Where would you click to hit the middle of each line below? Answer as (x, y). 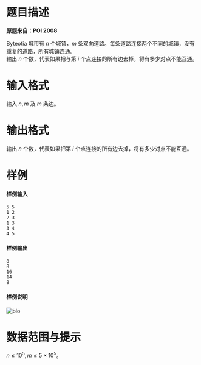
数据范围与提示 (44, 337)
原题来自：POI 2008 (32, 30)
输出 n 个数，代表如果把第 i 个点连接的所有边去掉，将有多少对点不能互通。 (99, 148)
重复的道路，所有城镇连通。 (41, 51)
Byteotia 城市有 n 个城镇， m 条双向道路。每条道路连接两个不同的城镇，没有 (101, 43)
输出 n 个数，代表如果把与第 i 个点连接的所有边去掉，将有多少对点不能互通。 (102, 58)
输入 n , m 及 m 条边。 (33, 104)
